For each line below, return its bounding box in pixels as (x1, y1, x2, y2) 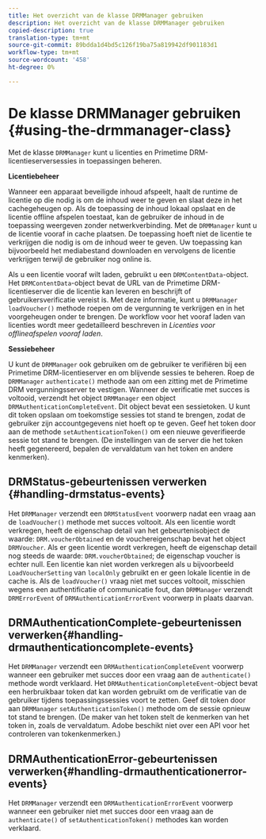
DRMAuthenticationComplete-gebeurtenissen (8, 616, 242, 629)
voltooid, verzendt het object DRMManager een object (8, 393, 177, 402)
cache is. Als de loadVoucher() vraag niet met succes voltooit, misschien (8, 576, 245, 586)
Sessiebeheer (8, 344, 55, 353)
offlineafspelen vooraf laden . (8, 329, 103, 338)
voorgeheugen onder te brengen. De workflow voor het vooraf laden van (8, 311, 245, 321)
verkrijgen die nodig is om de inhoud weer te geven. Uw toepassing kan (8, 237, 243, 247)
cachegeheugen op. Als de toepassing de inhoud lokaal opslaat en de (8, 203, 236, 213)
